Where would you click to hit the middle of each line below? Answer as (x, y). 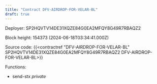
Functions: (16, 67)
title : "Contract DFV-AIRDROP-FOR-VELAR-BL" (51, 10)
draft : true (17, 14)
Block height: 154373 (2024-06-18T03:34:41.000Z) (57, 38)
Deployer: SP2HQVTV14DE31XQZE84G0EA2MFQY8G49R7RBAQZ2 (73, 28)
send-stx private (29, 76)
